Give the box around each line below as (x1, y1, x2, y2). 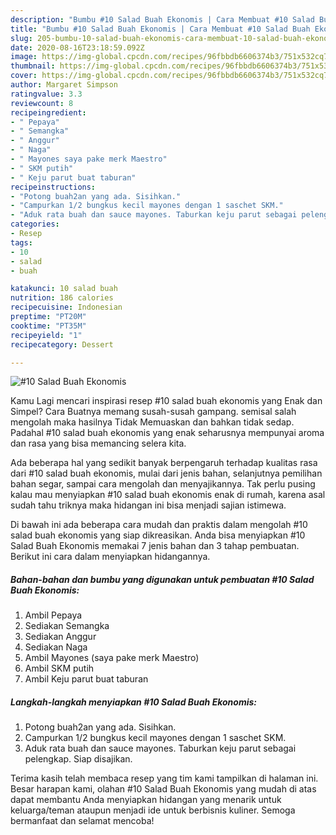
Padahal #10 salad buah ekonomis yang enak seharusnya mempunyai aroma (10, 427, 325, 439)
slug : (10, 33, 33, 43)
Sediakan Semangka (24, 620, 110, 632)
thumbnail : (10, 61, 56, 71)
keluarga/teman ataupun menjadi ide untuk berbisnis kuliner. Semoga (10, 804, 296, 816)
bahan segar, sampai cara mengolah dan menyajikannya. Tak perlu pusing (10, 478, 316, 490)
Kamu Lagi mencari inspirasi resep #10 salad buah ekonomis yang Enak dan (10, 395, 323, 407)
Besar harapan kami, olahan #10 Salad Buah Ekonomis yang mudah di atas (10, 783, 317, 795)
